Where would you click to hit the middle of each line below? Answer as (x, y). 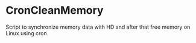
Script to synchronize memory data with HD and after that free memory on (98, 27)
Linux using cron (26, 33)
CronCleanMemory (55, 10)
